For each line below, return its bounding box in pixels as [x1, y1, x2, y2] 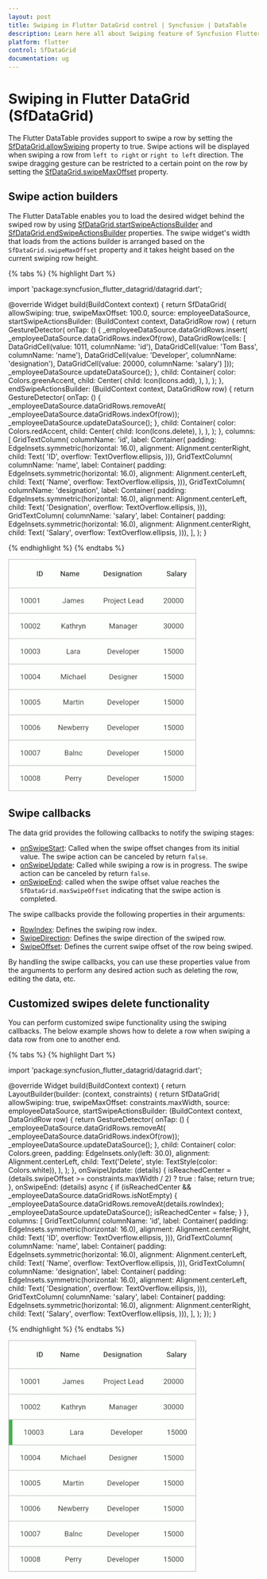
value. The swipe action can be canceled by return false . [19, 852, 208, 861]
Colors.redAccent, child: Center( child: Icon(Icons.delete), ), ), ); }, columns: [8, 426, 256, 436]
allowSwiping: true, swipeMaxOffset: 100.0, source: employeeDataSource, [8, 308, 250, 317]
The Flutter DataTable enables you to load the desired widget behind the [8, 211, 245, 220]
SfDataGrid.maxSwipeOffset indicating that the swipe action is [19, 885, 221, 894]
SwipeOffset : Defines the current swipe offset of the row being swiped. [19, 941, 253, 951]
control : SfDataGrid [8, 46, 77, 55]
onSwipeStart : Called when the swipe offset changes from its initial [19, 843, 240, 852]
